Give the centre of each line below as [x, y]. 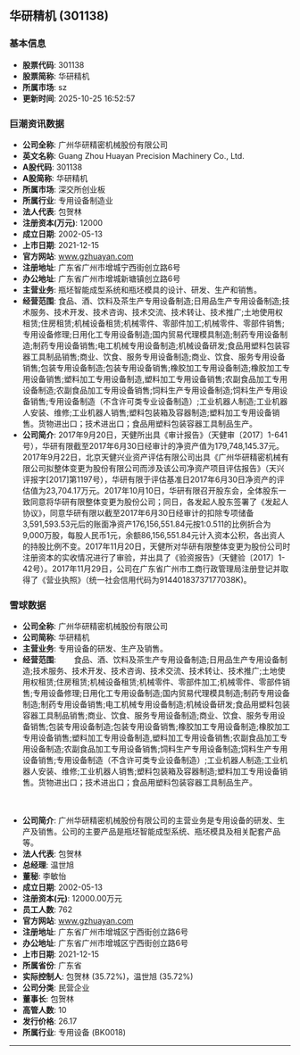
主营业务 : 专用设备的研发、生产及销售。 [95, 649]
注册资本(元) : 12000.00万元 [72, 899]
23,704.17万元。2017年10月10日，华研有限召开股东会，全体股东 [162, 490]
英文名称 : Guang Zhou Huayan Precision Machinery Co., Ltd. [133, 155]
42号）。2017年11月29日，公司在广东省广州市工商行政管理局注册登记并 [151, 569]
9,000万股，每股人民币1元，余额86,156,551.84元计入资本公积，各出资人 [154, 535]
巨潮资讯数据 [37, 123]
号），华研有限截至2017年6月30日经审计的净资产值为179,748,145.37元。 [153, 445]
